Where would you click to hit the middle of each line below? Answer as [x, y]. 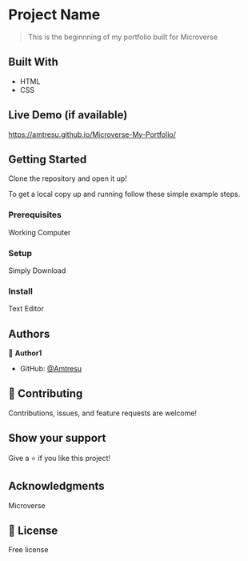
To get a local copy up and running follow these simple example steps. [124, 194]
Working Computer [40, 232]
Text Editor [26, 309]
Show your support [57, 438]
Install [21, 291]
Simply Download [37, 270]
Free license [28, 550]
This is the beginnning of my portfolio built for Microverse [123, 37]
